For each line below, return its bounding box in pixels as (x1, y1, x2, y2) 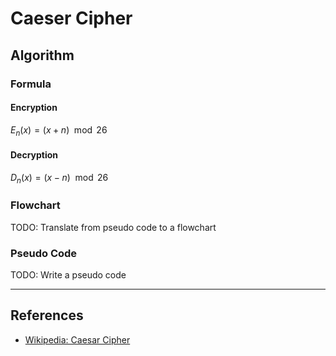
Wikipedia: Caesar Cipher (24, 333, 131, 346)
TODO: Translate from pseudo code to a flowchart (10, 221, 217, 233)
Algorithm (10, 47, 75, 64)
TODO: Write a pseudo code (10, 269, 127, 281)
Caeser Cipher (10, 7, 133, 30)
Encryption (10, 102, 58, 114)
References (10, 307, 84, 324)
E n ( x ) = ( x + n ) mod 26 (10, 123, 108, 138)
